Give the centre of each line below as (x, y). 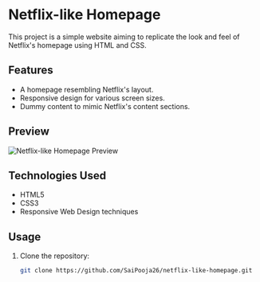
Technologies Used (57, 176)
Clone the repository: (55, 256)
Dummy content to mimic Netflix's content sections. (105, 106)
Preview (29, 132)
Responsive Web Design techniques (79, 212)
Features (31, 70)
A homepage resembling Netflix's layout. (87, 89)
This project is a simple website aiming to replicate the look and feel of (124, 37)
